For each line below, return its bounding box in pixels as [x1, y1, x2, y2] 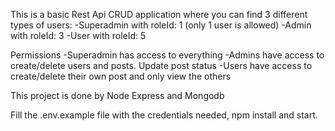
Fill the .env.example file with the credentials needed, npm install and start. [10, 109, 318, 121]
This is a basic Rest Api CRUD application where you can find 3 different [10, 9, 308, 20]
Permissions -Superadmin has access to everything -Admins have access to [10, 49, 325, 61]
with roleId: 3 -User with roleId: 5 [10, 30, 147, 41]
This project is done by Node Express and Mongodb [10, 90, 225, 101]
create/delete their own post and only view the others [10, 70, 232, 82]
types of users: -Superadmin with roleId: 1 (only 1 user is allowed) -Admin [10, 19, 312, 31]
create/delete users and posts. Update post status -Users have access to [10, 60, 313, 71]
